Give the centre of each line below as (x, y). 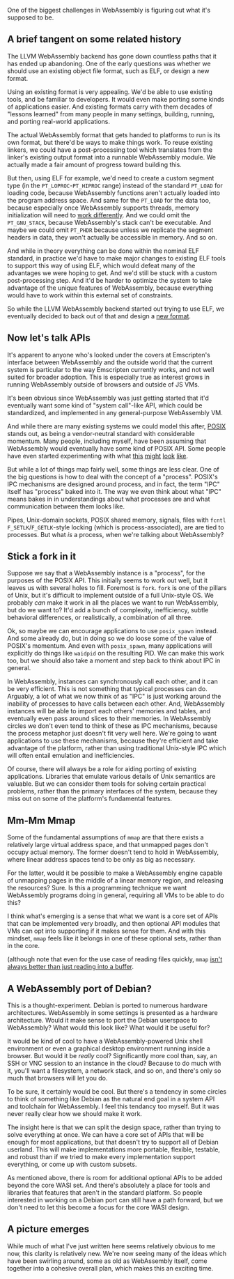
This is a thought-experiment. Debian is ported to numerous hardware (107, 1005)
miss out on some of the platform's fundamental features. (90, 799)
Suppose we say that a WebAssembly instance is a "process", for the (106, 573)
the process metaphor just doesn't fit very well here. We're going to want (112, 734)
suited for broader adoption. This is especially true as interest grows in (109, 377)
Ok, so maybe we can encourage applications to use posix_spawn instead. (113, 631)
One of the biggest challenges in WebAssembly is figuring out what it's (109, 10)
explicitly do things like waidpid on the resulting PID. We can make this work (116, 653)
